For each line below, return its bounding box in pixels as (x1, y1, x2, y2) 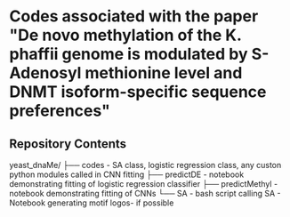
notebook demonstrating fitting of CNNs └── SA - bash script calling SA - (9, 189, 281, 198)
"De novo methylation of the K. (9, 25, 242, 45)
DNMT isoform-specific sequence (9, 82, 267, 102)
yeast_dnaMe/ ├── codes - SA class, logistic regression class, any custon (9, 160, 282, 170)
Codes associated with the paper (9, 6, 259, 27)
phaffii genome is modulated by (9, 44, 248, 64)
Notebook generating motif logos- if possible (9, 197, 174, 208)
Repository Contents (9, 136, 127, 151)
